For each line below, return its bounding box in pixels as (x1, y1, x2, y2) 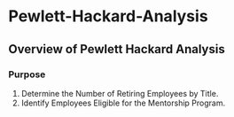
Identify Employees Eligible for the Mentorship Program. (20, 97, 226, 108)
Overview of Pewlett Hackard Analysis (8, 42, 225, 57)
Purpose (8, 68, 46, 81)
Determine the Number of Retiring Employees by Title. (20, 88, 219, 98)
